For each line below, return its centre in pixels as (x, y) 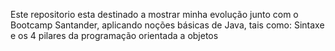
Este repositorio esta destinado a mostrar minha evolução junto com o (154, 14)
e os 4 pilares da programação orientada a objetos (114, 35)
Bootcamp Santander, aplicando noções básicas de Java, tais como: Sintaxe (167, 25)
